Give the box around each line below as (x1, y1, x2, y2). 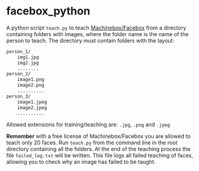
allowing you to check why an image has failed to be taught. (6, 158, 156, 166)
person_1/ (6, 48, 31, 55)
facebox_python (6, 4, 91, 18)
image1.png (17, 76, 45, 82)
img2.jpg (17, 60, 39, 66)
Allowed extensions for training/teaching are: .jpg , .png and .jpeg (6, 121, 171, 128)
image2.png (17, 82, 45, 89)
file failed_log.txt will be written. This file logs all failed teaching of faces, (6, 152, 194, 159)
